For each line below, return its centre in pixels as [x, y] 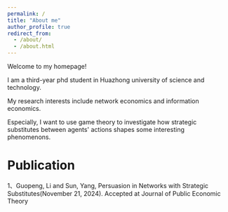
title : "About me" [34, 20]
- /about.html [34, 46]
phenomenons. [29, 137]
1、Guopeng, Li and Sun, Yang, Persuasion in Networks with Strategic [108, 185]
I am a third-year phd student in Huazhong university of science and [106, 80]
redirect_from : [29, 33]
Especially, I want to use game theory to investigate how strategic [102, 122]
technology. [25, 87]
